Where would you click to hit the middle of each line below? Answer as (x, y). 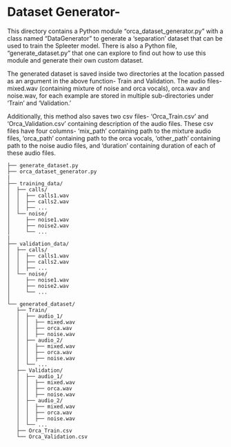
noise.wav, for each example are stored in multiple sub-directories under (110, 95)
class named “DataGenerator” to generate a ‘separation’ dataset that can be (115, 38)
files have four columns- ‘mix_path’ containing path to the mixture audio (109, 131)
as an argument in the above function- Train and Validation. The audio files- (114, 81)
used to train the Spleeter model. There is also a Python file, (92, 45)
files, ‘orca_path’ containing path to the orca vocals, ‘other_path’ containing (114, 138)
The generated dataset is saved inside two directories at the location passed (116, 74)
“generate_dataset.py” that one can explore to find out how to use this (107, 53)
